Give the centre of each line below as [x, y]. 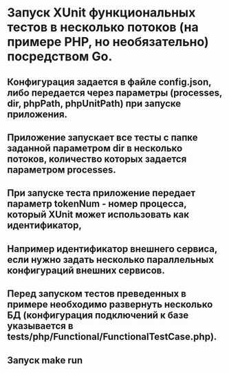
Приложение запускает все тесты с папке [102, 137]
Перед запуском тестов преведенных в [97, 294]
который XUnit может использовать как [98, 215]
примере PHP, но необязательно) [108, 42]
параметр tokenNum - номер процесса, [97, 204]
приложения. [37, 114]
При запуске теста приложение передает [101, 193]
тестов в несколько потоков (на [103, 27]
